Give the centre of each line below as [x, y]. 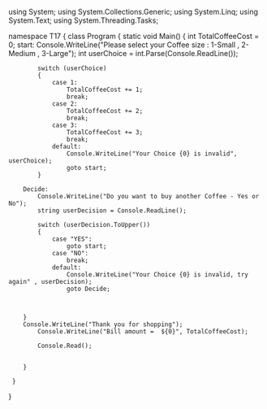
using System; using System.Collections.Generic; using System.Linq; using [133, 12]
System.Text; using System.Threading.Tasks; [84, 20]
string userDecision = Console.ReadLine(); [112, 211]
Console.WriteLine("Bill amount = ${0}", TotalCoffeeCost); [143, 332]
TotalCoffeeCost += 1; [105, 89]
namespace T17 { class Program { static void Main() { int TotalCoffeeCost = [134, 36]
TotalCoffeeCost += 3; [105, 133]
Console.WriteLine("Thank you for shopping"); [103, 324]
